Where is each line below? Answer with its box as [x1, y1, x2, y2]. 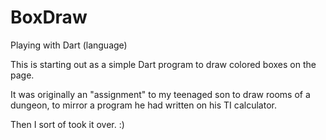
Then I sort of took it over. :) [10, 118, 125, 130]
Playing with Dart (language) [10, 39, 128, 51]
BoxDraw [10, 6, 88, 29]
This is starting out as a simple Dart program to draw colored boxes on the [10, 58, 317, 70]
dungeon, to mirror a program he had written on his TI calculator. [10, 99, 277, 111]
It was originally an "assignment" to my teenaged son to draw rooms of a [10, 88, 311, 100]
